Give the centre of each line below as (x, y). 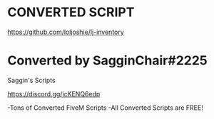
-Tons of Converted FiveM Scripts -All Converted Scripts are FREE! (105, 108)
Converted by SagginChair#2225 (108, 61)
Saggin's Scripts (31, 80)
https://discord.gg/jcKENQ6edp (54, 93)
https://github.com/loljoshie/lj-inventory (66, 32)
